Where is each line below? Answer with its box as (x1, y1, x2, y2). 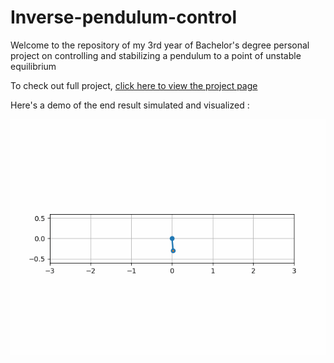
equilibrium (10, 60, 57, 72)
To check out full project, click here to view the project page (10, 79, 258, 91)
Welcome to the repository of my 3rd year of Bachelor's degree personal (10, 39, 310, 51)
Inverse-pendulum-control (10, 6, 237, 29)
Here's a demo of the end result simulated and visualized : (10, 99, 250, 111)
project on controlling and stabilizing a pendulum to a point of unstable (10, 49, 302, 61)
